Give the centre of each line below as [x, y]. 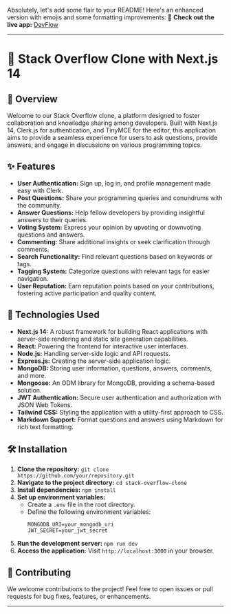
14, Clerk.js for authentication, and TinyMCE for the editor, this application [112, 130]
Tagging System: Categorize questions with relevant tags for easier [113, 271]
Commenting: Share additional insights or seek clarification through [113, 241]
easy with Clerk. [40, 190]
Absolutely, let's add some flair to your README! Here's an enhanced [105, 10]
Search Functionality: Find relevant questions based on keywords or [115, 256]
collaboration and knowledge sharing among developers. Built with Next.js [112, 123]
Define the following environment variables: [89, 512]
